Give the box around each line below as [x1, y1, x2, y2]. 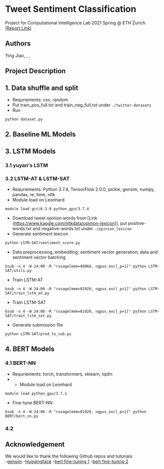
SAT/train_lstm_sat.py [5, 313, 52, 318]
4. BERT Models [5, 345, 55, 353]
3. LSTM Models [5, 147, 56, 155]
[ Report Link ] [5, 25, 32, 31]
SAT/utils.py [5, 268, 32, 273]
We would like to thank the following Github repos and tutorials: [5, 453, 134, 459]
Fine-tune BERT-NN [12, 399, 53, 406]
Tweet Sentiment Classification [5, 3, 136, 15]
